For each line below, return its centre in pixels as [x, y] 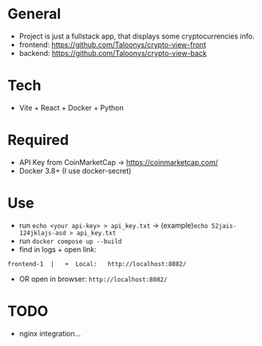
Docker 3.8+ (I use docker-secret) [75, 171]
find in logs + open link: [58, 249]
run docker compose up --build [70, 240]
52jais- [224, 226]
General [34, 14]
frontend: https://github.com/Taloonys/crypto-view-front [113, 44]
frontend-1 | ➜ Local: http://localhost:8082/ [97, 264]
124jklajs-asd [42, 233]
